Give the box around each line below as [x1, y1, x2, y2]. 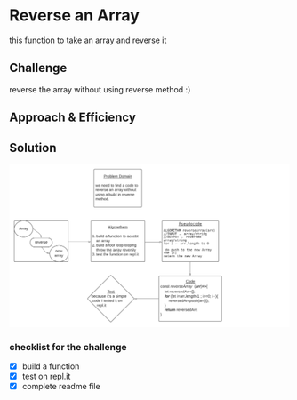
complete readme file [21, 381, 100, 392]
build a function [21, 361, 80, 372]
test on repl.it [21, 371, 71, 382]
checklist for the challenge [9, 340, 127, 353]
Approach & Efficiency [9, 110, 136, 125]
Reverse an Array [9, 5, 140, 26]
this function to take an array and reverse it [9, 35, 167, 45]
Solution [9, 140, 57, 156]
